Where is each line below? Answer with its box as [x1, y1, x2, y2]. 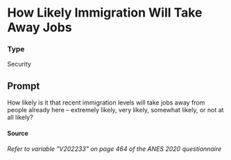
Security [7, 60, 31, 69]
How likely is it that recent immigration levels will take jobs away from [7, 98, 205, 107]
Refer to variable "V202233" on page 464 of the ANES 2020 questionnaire [7, 145, 222, 153]
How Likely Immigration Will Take [7, 5, 203, 21]
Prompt [7, 80, 40, 91]
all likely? [7, 113, 33, 122]
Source [7, 129, 29, 137]
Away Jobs [7, 19, 72, 35]
